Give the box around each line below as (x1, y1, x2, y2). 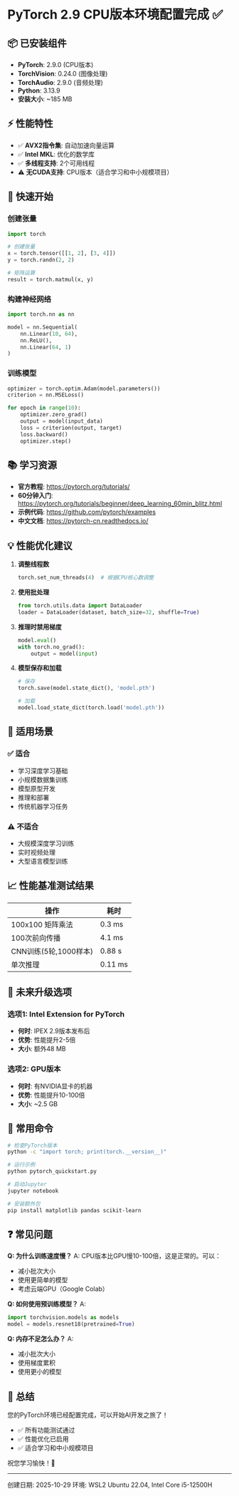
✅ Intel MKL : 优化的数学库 (17, 150, 95, 158)
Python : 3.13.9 (17, 86, 60, 95)
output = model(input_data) (20, 418, 103, 425)
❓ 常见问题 (7, 1228, 53, 1240)
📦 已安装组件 (7, 37, 68, 49)
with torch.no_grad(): (17, 643, 85, 651)
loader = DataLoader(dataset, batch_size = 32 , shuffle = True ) (17, 609, 200, 616)
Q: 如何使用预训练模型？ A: (7, 1300, 87, 1309)
